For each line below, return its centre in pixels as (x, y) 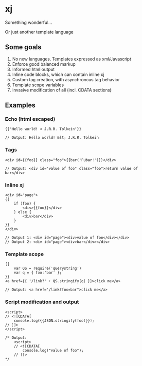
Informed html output (33, 69)
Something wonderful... (28, 22)
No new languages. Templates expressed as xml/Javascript (71, 59)
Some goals (23, 47)
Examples (20, 105)
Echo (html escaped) (30, 119)
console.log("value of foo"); (53, 350)
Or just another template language (39, 32)
